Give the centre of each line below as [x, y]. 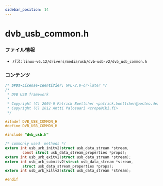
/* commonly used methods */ [36, 144]
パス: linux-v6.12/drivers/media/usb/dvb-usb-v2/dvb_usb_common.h [79, 61]
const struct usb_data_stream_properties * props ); [75, 152]
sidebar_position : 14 [27, 9]
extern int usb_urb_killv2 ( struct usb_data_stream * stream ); [68, 171]
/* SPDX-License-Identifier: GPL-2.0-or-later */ [56, 86]
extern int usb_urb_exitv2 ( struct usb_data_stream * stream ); [68, 157]
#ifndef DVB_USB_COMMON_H [31, 121]
